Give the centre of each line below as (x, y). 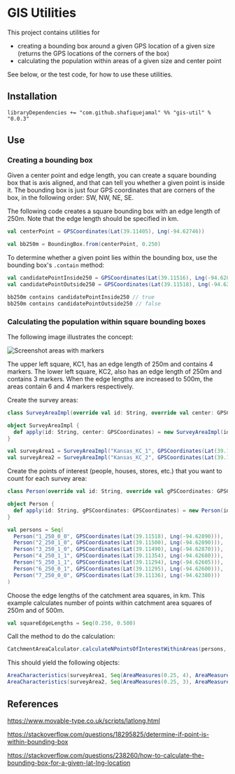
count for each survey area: (47, 479)
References (33, 704)
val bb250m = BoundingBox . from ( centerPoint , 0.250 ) (84, 244)
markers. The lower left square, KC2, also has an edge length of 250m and (115, 371)
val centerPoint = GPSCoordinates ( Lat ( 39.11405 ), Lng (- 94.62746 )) (106, 232)
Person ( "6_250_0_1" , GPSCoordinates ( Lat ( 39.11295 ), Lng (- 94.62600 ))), (119, 569)
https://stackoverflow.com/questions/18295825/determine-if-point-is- (108, 734)
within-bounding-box (38, 742)
